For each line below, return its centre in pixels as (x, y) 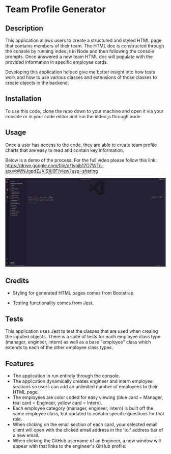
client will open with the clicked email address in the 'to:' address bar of (88, 430)
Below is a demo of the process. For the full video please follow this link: (81, 160)
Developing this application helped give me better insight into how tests (80, 72)
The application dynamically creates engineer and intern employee (82, 381)
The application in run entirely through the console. (66, 376)
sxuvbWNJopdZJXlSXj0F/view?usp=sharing (52, 171)
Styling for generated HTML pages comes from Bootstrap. (74, 293)
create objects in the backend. (37, 83)
